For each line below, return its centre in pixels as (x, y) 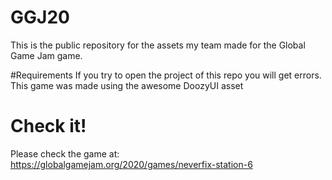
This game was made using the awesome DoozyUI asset (127, 85)
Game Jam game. (46, 55)
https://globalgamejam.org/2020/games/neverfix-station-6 (131, 164)
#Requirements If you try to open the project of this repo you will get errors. (166, 75)
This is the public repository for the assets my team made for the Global (158, 45)
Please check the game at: (65, 153)
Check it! (48, 126)
